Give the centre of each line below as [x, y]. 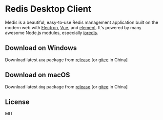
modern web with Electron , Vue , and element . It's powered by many [73, 27]
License [17, 102]
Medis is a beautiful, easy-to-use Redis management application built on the [82, 22]
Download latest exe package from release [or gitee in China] [66, 60]
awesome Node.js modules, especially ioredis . [52, 33]
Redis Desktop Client [48, 9]
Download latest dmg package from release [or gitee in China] [66, 86]
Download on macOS [38, 75]
